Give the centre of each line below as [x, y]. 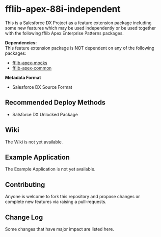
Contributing [25, 185]
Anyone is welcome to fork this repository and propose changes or [73, 197]
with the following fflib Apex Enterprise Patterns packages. [65, 33]
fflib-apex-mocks [30, 63]
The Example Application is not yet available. [50, 169]
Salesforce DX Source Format [42, 87]
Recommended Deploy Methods [55, 103]
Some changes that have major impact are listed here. [60, 229]
